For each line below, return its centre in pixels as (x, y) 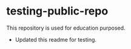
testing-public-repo (57, 11)
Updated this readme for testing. (56, 39)
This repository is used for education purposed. (66, 28)
